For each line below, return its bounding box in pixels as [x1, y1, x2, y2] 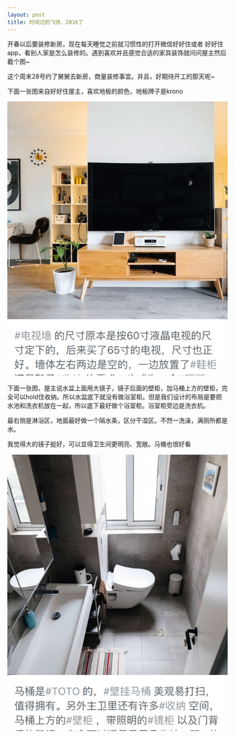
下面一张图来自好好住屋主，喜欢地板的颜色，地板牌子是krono [7, 87, 183, 95]
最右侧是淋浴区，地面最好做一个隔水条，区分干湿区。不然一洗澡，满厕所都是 [7, 416, 228, 425]
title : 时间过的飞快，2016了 [7, 18, 84, 26]
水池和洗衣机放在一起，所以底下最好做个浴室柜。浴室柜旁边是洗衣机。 [7, 401, 210, 409]
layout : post [7, 11, 45, 18]
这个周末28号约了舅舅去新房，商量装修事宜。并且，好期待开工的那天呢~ [7, 72, 215, 80]
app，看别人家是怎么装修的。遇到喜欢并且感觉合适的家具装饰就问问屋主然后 [7, 48, 227, 57]
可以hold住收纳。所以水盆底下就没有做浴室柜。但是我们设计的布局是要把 [13, 392, 222, 401]
